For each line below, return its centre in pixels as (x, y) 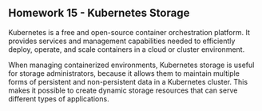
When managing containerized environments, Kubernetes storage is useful (131, 65)
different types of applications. (59, 98)
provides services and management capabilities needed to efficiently (122, 41)
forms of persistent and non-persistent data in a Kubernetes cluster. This (128, 81)
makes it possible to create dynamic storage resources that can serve (123, 90)
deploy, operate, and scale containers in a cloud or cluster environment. (127, 49)
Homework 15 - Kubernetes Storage (99, 13)
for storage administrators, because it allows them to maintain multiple (124, 73)
